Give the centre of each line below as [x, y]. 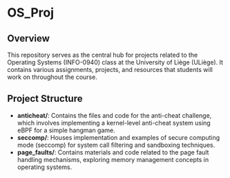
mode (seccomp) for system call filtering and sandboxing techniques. [116, 145]
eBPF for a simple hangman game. [66, 130]
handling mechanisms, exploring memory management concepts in [113, 159]
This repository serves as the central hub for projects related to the [103, 55]
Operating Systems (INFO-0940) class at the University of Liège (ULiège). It [115, 62]
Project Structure [45, 99]
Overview [29, 38]
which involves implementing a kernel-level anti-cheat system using [114, 123]
